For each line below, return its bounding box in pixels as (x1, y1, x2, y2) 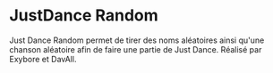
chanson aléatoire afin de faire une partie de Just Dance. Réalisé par (9, 44, 262, 54)
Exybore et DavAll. (9, 53, 77, 64)
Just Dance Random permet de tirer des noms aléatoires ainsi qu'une (9, 35, 265, 45)
